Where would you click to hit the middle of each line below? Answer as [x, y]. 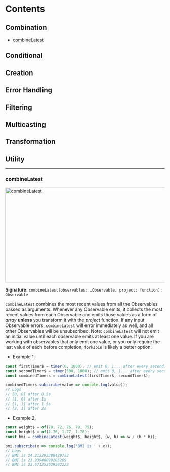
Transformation [30, 142]
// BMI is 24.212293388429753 [37, 455]
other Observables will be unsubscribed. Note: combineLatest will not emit [82, 331]
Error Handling [29, 90]
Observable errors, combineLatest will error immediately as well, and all [79, 325]
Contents [25, 9]
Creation [19, 73]
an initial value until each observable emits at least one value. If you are [80, 336]
